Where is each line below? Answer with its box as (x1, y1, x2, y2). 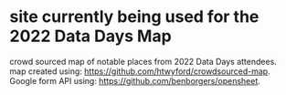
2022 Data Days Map (9, 26, 172, 47)
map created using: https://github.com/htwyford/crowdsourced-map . (9, 66, 271, 77)
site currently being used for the (9, 6, 260, 27)
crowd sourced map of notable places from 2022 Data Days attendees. (9, 56, 277, 67)
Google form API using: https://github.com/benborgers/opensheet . (9, 75, 260, 86)
